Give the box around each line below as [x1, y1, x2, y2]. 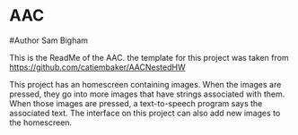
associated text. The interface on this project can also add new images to [9, 107, 281, 118]
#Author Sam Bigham [9, 35, 88, 46]
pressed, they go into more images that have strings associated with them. [9, 89, 285, 99]
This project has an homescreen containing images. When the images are [9, 79, 282, 89]
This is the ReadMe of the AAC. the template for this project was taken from [9, 52, 289, 63]
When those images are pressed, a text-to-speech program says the [9, 97, 263, 108]
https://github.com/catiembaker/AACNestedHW [9, 62, 186, 72]
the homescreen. [9, 117, 73, 128]
